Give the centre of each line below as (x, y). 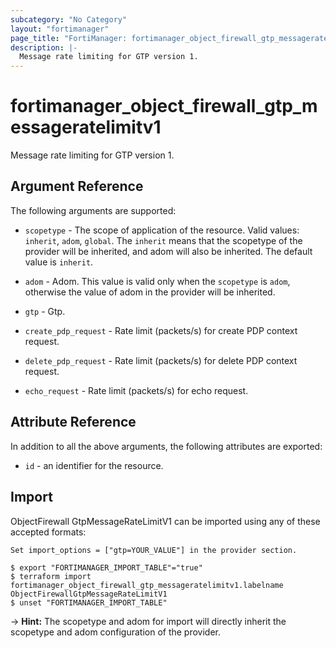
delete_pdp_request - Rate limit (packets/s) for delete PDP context (161, 360)
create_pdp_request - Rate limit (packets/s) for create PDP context (161, 330)
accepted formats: (48, 532)
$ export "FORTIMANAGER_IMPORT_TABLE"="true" (106, 567)
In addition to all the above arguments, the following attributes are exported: (166, 446)
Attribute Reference (73, 422)
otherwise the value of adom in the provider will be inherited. (150, 292)
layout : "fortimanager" (60, 29)
